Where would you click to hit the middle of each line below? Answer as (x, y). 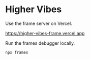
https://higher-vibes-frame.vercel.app (45, 33)
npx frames (17, 52)
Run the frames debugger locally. (40, 43)
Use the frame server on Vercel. (39, 23)
